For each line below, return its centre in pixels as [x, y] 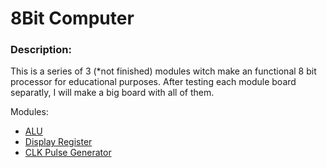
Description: [41, 50]
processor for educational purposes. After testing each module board [153, 82]
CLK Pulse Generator [68, 153]
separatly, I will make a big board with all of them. [112, 93]
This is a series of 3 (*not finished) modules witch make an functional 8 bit [163, 71]
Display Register [58, 142]
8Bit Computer [72, 18]
